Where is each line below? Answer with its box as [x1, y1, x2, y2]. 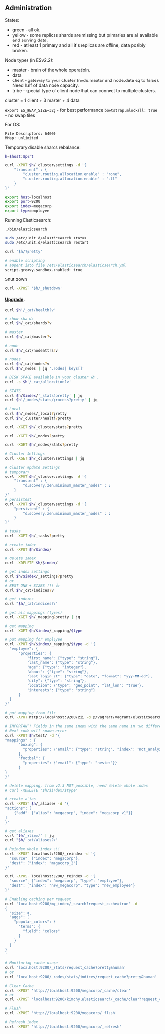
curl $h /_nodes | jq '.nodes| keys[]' [5, 366, 84, 371]
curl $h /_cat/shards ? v [5, 321, 52, 326]
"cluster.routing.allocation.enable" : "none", [23, 172, 122, 177]
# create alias [5, 797, 36, 802]
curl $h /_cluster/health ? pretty [5, 416, 71, 421]
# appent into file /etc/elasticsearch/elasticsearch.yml [5, 263, 126, 268]
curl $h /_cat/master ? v [5, 334, 52, 340]
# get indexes [5, 597, 34, 601]
